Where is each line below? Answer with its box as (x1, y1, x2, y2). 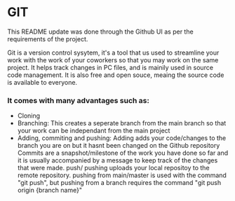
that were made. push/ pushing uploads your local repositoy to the (17, 164, 210, 172)
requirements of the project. (7, 34, 88, 43)
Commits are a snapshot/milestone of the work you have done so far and (17, 148, 229, 158)
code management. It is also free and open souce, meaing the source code (7, 71, 224, 79)
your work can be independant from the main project (17, 127, 170, 135)
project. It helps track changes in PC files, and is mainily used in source (7, 63, 214, 71)
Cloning (17, 111, 41, 120)
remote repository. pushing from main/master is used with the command (17, 171, 227, 179)
